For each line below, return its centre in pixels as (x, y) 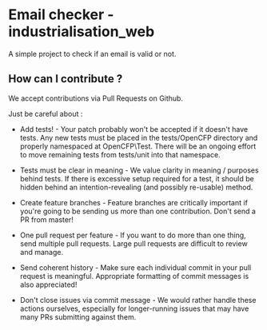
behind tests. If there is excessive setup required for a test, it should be (137, 178)
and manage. (42, 252)
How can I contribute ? (66, 79)
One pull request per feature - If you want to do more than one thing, (133, 235)
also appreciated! (48, 284)
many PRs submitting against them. (78, 316)
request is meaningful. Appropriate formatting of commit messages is (134, 276)
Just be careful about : (46, 113)
